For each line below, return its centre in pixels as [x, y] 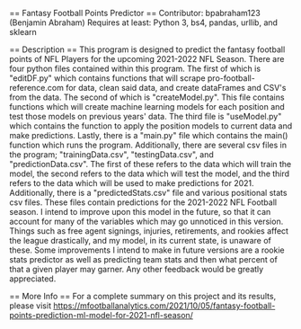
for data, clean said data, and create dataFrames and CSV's [176, 88]
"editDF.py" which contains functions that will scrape [107, 78]
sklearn [23, 32]
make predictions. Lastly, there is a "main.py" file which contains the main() [149, 135]
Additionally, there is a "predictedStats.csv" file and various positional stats [148, 193]
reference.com [37, 88]
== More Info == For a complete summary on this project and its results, [143, 296]
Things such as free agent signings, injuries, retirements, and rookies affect [149, 231]
